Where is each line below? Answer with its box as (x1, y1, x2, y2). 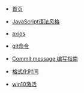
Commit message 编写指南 (11, 55, 78, 62)
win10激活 (11, 80, 37, 88)
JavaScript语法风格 (11, 18, 60, 25)
